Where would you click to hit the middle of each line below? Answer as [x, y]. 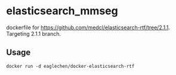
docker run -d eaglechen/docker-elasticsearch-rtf [70, 66]
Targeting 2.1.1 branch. [34, 33]
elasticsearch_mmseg [62, 11]
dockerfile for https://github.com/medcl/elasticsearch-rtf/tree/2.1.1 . [88, 27]
